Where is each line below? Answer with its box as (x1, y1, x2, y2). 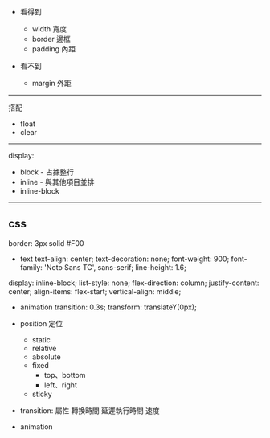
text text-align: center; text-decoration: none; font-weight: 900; (19, 254, 230, 264)
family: (19, 262, 43, 272)
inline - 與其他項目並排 (19, 178, 95, 186)
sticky (31, 389, 52, 399)
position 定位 (19, 318, 63, 328)
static (31, 334, 51, 344)
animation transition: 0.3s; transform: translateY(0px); (19, 302, 197, 312)
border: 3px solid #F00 (8, 238, 84, 248)
